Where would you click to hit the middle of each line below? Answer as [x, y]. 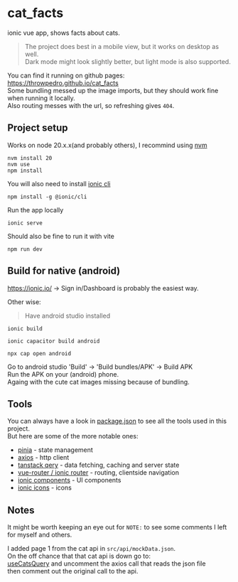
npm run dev [25, 249]
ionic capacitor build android [54, 341]
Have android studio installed [67, 316]
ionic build [25, 328]
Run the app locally [36, 210]
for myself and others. [40, 535]
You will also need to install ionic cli [59, 183]
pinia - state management [55, 450]
